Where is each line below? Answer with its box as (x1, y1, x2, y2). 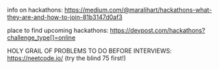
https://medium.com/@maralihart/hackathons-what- (64, 6, 212, 14)
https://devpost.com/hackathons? (109, 27, 205, 34)
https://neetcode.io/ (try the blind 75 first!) (7, 54, 127, 62)
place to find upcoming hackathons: (7, 27, 109, 34)
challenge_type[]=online (7, 33, 76, 42)
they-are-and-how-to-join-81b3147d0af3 (7, 13, 123, 21)
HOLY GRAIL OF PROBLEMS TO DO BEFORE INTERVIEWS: (7, 47, 172, 55)
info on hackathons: (7, 6, 63, 14)
